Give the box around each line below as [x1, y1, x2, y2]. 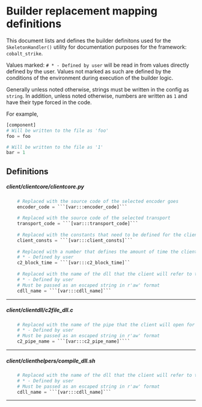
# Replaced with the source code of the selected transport [17, 215, 171, 221]
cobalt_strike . [6, 49, 43, 57]
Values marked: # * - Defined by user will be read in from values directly [6, 61, 189, 69]
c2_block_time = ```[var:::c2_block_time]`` [17, 260, 130, 266]
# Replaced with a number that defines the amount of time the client [17, 249, 198, 255]
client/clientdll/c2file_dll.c [6, 306, 73, 314]
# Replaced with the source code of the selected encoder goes [17, 198, 179, 204]
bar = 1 [6, 149, 26, 156]
